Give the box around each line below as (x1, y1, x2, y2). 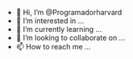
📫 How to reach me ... (15, 42, 91, 51)
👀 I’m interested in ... (15, 16, 85, 26)
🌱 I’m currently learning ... (15, 25, 102, 33)
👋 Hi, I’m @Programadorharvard (15, 8, 123, 17)
